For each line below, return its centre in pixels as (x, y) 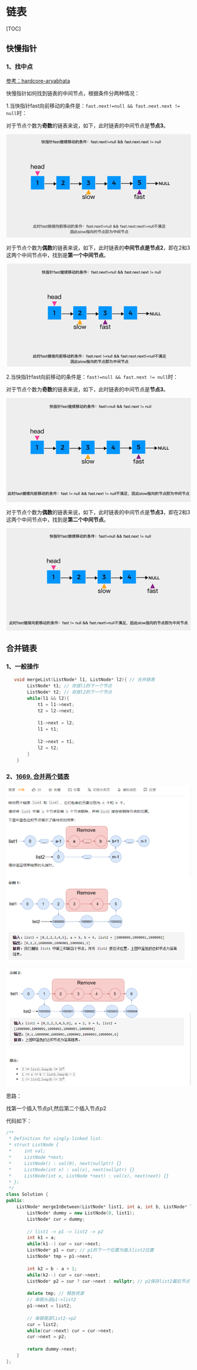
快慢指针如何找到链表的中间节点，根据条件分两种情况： (73, 93)
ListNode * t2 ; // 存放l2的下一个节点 (70, 692)
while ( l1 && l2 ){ (48, 698)
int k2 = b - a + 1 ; (52, 1268)
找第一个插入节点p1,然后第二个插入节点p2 (56, 1108)
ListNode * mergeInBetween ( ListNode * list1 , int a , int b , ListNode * (102, 1207)
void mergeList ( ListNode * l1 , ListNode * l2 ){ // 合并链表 (84, 680)
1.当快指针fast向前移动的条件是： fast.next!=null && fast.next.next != (93, 106)
